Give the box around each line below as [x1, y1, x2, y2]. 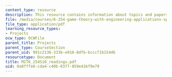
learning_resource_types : [5, 26, 60, 31]
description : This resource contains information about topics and [5, 12, 153, 17]
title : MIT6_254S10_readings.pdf [5, 59, 77, 64]
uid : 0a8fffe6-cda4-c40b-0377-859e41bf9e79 [5, 64, 100, 69]
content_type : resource [5, 7, 56, 13]
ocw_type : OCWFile [5, 36, 45, 41]
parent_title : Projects [5, 41, 56, 46]
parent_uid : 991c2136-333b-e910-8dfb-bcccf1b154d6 [5, 50, 116, 55]
